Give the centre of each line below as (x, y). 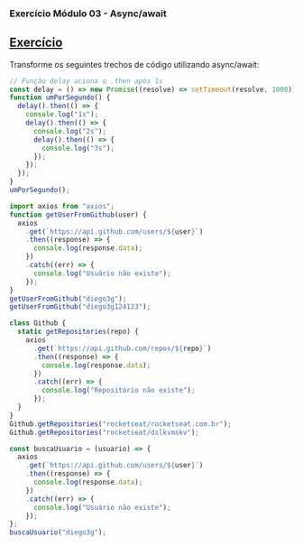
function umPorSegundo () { (60, 97)
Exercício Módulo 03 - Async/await (88, 14)
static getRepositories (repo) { (78, 332)
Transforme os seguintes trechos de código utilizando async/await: (134, 64)
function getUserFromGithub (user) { (78, 215)
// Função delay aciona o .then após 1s (87, 81)
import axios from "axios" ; (62, 206)
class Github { (38, 323)
